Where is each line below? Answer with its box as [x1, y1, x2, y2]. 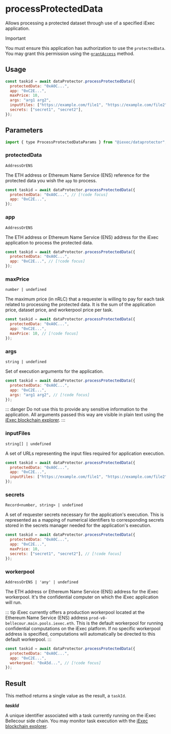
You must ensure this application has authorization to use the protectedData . [5, 45, 166, 51]
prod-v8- [89, 615, 108, 620]
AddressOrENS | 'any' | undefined [5, 579, 79, 585]
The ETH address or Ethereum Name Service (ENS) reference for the [5, 172, 150, 178]
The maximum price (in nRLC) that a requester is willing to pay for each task [5, 296, 164, 302]
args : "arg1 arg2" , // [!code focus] [10, 392, 90, 397]
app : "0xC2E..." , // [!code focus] [10, 259, 85, 264]
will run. [5, 599, 22, 605]
